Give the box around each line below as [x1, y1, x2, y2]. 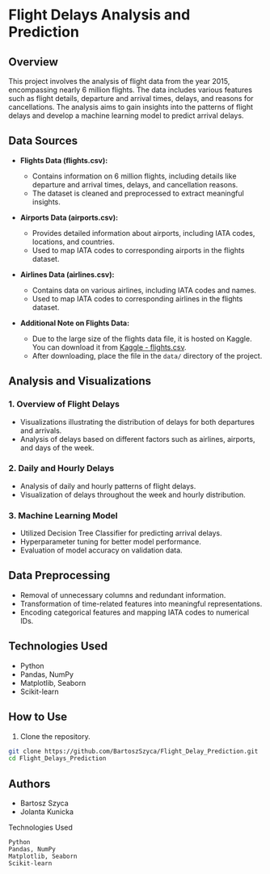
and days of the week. [19, 443, 95, 452]
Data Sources [8, 134, 78, 148]
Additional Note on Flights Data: [19, 317, 130, 328]
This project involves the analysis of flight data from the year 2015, [8, 77, 230, 86]
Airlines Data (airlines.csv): [19, 269, 115, 279]
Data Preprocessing [8, 569, 111, 582]
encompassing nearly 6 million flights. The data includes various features [8, 85, 253, 95]
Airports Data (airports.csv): [19, 212, 119, 222]
